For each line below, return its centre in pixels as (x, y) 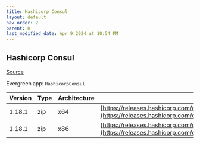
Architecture (76, 98)
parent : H (18, 28)
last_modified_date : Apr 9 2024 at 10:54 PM (62, 34)
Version (21, 98)
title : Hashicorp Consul (37, 12)
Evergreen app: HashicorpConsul (46, 83)
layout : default (26, 17)
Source (15, 72)
